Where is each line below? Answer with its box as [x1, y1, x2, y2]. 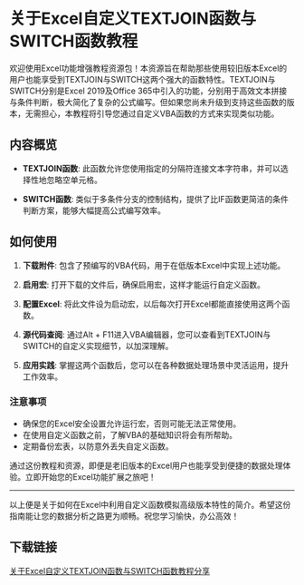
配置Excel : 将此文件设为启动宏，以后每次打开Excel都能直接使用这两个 [22, 298, 282, 309]
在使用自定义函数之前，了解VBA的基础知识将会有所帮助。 [22, 429, 238, 440]
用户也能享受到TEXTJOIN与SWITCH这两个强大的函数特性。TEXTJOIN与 [9, 73, 276, 84]
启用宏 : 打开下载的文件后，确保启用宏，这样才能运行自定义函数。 [22, 278, 265, 290]
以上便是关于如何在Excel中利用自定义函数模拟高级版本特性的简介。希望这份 [9, 499, 291, 510]
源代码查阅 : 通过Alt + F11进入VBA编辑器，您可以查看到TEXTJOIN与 [22, 328, 271, 340]
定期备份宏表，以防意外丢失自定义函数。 [22, 441, 174, 452]
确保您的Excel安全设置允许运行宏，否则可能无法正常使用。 [22, 418, 242, 429]
